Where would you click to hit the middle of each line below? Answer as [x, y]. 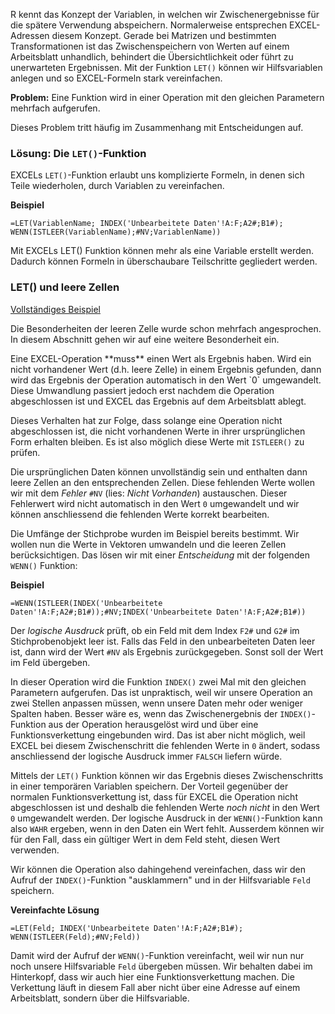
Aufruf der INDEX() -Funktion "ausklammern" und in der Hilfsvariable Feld [160, 880]
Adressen [30, 35]
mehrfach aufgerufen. [55, 108]
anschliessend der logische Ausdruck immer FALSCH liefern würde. [146, 756]
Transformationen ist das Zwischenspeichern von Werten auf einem [150, 46]
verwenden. [35, 850]
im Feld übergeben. [50, 662]
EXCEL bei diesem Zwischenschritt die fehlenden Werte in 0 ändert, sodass [165, 745]
